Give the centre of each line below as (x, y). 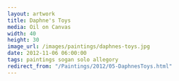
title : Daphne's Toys (39, 20)
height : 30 (23, 40)
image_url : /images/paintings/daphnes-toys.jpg (79, 46)
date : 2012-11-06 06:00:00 (47, 54)
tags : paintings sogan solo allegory (63, 60)
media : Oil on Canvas (39, 27)
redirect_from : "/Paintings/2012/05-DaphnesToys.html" (90, 66)
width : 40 (22, 33)
